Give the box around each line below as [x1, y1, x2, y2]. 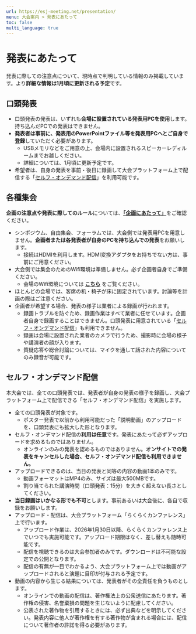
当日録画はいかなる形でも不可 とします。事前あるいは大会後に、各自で [14, 496, 183, 504]
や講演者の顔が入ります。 [23, 339, 85, 346]
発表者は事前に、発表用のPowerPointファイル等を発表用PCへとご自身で [14, 130, 188, 137]
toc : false [6, 19, 33, 25]
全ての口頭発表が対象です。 [14, 408, 81, 416]
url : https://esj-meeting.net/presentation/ [6, 8, 116, 15]
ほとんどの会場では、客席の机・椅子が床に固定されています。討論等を [14, 288, 183, 295]
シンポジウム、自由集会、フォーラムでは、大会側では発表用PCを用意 [14, 229, 180, 236]
